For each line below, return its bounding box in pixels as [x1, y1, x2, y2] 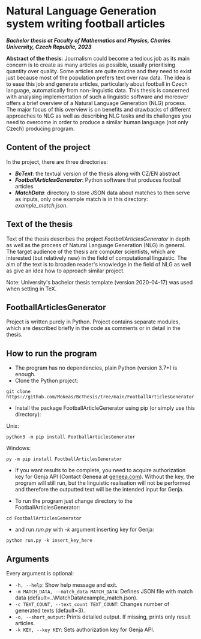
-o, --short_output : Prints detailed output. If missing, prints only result [14, 613, 191, 620]
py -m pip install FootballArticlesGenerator [6, 456, 122, 463]
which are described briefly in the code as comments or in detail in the [6, 325, 181, 332]
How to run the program [6, 348, 97, 358]
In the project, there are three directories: [6, 158, 108, 166]
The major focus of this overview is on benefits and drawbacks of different [6, 106, 191, 113]
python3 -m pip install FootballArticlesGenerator [6, 434, 136, 440]
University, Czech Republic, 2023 [6, 43, 92, 50]
